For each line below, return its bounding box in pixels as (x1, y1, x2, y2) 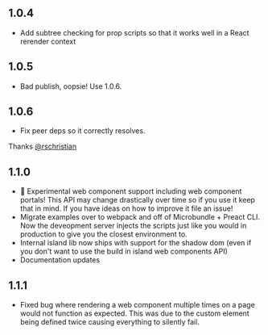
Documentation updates (19, 255, 101, 265)
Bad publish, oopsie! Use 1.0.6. (19, 81, 122, 91)
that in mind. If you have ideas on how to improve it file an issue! (19, 203, 233, 213)
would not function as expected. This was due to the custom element (19, 308, 249, 318)
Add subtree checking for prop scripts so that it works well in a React (19, 27, 249, 37)
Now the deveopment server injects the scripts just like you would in (19, 221, 247, 231)
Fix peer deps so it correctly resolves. (19, 126, 146, 136)
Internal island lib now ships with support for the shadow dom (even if (19, 238, 252, 248)
